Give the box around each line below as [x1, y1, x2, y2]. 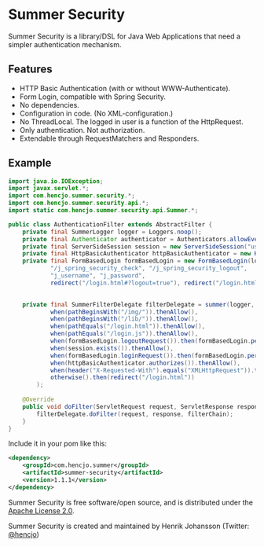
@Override [22, 395, 55, 404]
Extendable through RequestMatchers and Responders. [19, 134, 200, 143]
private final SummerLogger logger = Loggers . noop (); [22, 228, 202, 236]
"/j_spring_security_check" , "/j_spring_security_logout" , [49, 265, 247, 273]
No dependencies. [19, 100, 80, 109]
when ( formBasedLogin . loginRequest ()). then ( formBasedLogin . [49, 351, 247, 359]
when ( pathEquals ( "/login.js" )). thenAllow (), [49, 330, 199, 338]
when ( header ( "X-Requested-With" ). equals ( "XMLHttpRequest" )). [49, 366, 255, 374]
